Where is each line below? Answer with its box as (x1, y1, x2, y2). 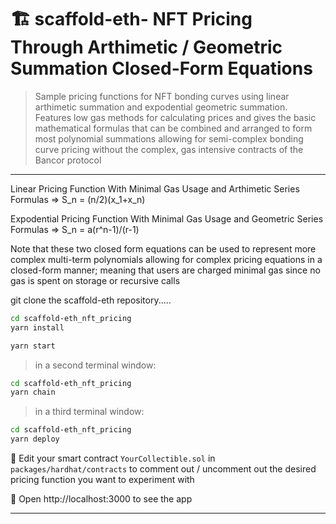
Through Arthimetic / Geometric (10, 36, 283, 59)
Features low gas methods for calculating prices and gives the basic (34, 111, 317, 123)
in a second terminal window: (34, 359, 157, 371)
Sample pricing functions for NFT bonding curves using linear (34, 90, 290, 102)
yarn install (10, 322, 65, 333)
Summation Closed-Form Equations (10, 57, 313, 80)
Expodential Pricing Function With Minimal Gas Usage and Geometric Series (10, 212, 324, 225)
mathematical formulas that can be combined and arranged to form (34, 122, 313, 134)
